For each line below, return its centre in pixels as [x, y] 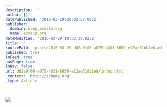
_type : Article [21, 81]
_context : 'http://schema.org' [38, 76]
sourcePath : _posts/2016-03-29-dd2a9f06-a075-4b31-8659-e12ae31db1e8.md [84, 48]
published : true [22, 52]
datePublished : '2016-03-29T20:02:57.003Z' [52, 19]
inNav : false [19, 66]
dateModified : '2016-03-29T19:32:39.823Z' [51, 39]
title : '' [16, 43]
